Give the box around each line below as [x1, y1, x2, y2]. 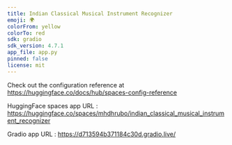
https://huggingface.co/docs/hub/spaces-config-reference [7, 88, 178, 96]
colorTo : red [7, 29, 45, 37]
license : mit [7, 62, 45, 69]
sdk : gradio [7, 36, 42, 43]
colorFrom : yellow [7, 23, 61, 30]
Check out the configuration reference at [7, 80, 125, 89]
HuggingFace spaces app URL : [7, 101, 98, 110]
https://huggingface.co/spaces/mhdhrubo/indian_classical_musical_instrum [7, 109, 225, 117]
